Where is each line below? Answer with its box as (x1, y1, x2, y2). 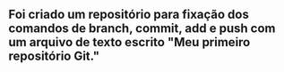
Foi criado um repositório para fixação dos (8, 7, 250, 22)
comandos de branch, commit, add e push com (8, 21, 276, 36)
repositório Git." (8, 49, 100, 64)
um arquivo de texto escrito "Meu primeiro (8, 35, 251, 50)
